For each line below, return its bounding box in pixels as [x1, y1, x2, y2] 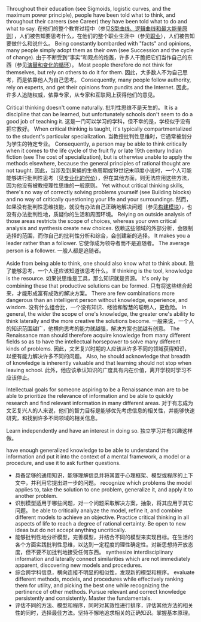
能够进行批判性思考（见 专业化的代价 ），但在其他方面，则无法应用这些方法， [6, 174, 193, 182]
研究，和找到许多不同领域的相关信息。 [6, 415, 100, 421]
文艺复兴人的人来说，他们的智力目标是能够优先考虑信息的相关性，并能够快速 [6, 407, 195, 414]
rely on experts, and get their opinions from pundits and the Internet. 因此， [6, 84, 193, 90]
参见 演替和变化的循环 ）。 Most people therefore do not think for [16, 61, 173, 68]
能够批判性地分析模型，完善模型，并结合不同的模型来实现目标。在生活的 [14, 533, 193, 541]
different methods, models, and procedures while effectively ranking [14, 575, 184, 582]
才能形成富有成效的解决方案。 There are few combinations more [16, 290, 175, 297]
